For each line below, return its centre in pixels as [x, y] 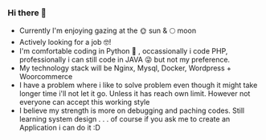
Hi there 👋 [27, 13]
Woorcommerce [46, 77]
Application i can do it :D [60, 128]
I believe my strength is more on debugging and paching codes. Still [132, 110]
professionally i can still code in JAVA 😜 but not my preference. [125, 60]
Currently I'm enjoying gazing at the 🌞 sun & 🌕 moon [108, 30]
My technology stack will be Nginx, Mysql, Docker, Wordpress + [125, 68]
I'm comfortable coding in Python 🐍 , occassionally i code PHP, [123, 51]
